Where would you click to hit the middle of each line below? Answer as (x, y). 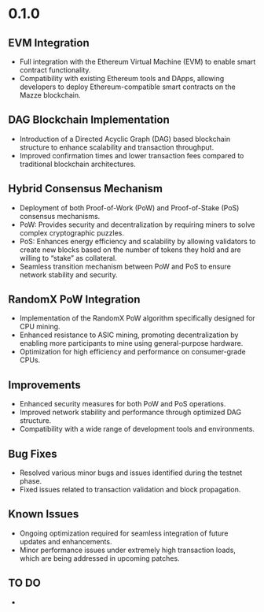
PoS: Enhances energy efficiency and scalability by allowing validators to (137, 241)
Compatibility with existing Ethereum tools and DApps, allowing (122, 78)
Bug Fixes (33, 454)
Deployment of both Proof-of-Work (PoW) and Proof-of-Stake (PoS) (129, 208)
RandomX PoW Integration (74, 300)
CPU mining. (40, 327)
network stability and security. (68, 274)
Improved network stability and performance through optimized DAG (130, 412)
